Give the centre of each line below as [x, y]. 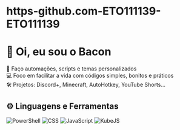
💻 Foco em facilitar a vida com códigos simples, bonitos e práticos [90, 76]
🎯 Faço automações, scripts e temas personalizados [72, 69]
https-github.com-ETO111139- [84, 11]
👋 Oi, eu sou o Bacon [59, 52]
